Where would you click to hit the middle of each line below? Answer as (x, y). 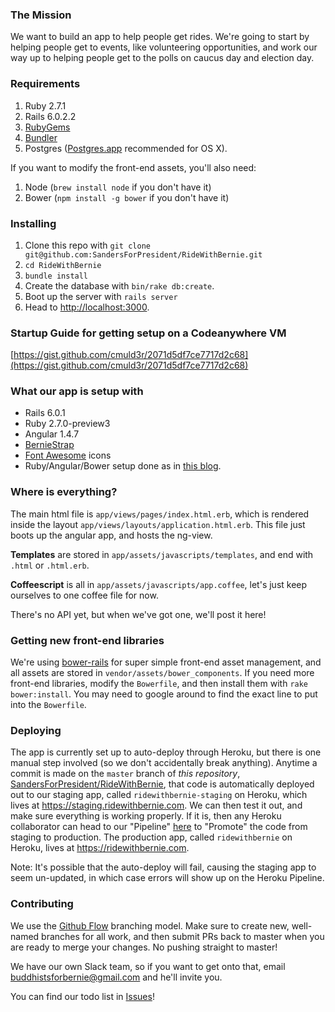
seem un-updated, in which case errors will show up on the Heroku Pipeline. (167, 878)
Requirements (45, 84)
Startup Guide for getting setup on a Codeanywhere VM (148, 333)
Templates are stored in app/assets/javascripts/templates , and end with (162, 554)
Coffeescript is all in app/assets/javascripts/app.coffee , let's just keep (159, 584)
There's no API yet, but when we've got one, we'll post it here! (138, 614)
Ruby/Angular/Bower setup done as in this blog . (123, 466)
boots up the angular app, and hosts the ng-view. (111, 535)
